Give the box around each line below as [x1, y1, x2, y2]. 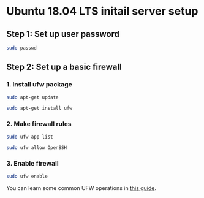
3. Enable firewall [6, 159, 59, 168]
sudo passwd [6, 45, 37, 51]
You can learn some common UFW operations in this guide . [6, 184, 157, 191]
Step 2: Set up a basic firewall [6, 62, 122, 72]
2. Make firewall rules [6, 120, 72, 128]
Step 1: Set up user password [6, 29, 119, 39]
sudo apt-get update [6, 94, 59, 101]
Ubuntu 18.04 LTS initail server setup [6, 4, 198, 18]
